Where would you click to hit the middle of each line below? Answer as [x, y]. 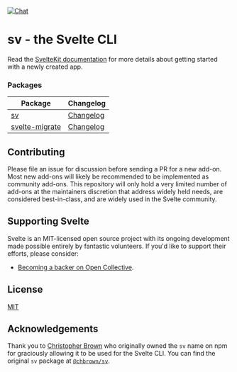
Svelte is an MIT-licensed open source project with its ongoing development [118, 238]
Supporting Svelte [49, 221]
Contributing [36, 152]
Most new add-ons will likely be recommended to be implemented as [108, 176]
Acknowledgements [53, 329]
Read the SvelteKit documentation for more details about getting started [112, 59]
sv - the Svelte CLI [62, 40]
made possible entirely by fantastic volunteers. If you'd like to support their [117, 246]
